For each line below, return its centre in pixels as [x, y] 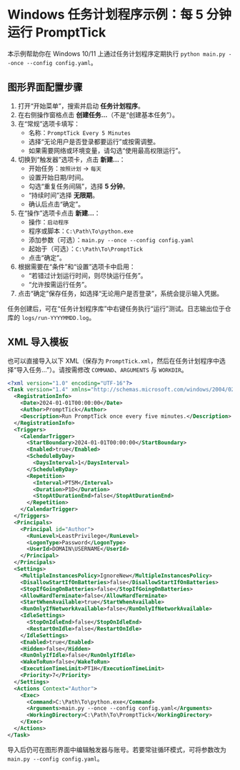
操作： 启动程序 [49, 221]
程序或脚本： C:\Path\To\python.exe [81, 231]
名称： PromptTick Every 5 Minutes [79, 132]
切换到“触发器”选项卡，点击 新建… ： [72, 159]
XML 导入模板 [38, 342]
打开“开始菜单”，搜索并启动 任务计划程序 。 [81, 106]
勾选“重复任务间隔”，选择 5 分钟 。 [79, 186]
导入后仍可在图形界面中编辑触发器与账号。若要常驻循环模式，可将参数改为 [117, 749]
